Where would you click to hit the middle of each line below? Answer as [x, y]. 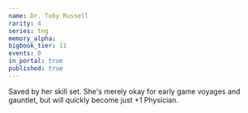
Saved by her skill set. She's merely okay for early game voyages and [124, 91]
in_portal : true [36, 61]
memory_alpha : [32, 38]
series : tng [28, 31]
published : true [36, 69]
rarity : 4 [25, 23]
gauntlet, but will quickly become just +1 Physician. [93, 100]
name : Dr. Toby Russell [49, 16]
